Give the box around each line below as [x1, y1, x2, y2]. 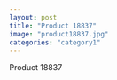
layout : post [9, 12, 58, 22]
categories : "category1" [9, 37, 101, 47]
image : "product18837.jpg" [9, 29, 109, 38]
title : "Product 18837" [9, 21, 97, 30]
